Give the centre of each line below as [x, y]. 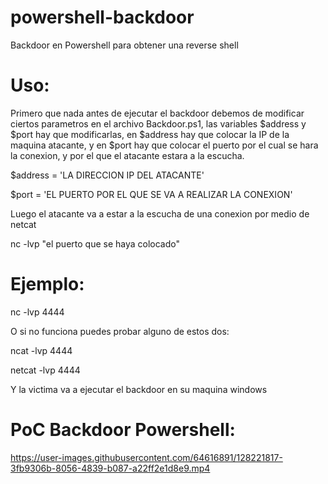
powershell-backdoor [102, 17]
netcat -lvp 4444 [45, 370]
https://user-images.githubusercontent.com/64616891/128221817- [146, 457]
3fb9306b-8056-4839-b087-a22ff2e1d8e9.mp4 [110, 468]
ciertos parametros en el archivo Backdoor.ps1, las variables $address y [158, 123]
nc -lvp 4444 [37, 312]
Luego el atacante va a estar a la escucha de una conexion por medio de [160, 213]
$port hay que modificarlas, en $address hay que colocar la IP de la [150, 134]
